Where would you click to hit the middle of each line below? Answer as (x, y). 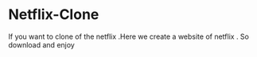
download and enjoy (42, 44)
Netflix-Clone (54, 15)
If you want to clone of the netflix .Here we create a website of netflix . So (128, 36)
